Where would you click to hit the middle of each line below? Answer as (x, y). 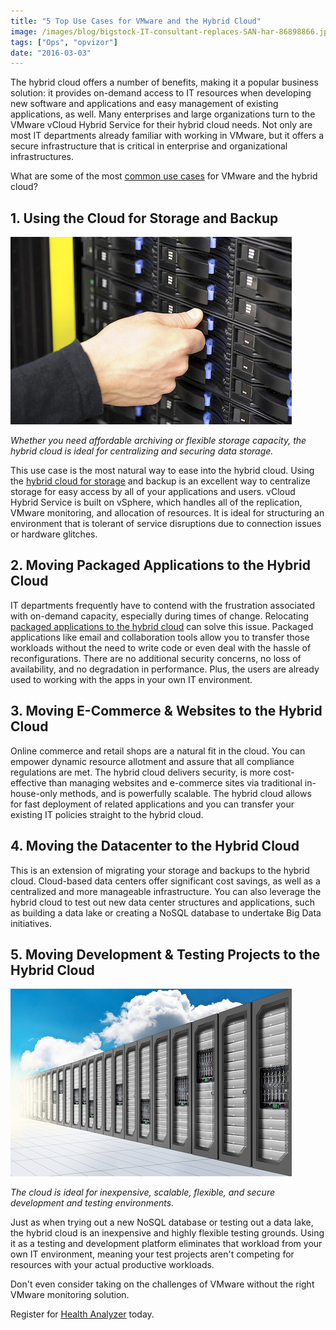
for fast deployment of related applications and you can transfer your (152, 804)
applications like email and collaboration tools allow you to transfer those (160, 637)
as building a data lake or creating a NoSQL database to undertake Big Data (166, 912)
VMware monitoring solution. (70, 1295)
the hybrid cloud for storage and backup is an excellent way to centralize (160, 481)
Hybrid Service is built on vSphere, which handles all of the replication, (156, 502)
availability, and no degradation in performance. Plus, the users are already (165, 669)
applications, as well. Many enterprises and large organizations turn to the (163, 114)
